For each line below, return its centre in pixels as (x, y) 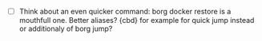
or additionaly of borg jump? (66, 29)
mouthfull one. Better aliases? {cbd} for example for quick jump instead (137, 20)
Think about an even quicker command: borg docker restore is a (125, 11)
